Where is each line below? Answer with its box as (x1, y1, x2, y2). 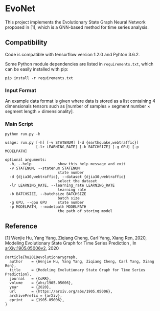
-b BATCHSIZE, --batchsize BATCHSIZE (9, 192, 87, 197)
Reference (5, 222, 38, 230)
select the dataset (57, 179, 97, 184)
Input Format (5, 87, 37, 93)
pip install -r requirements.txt (5, 75, 73, 81)
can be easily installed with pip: (5, 66, 69, 72)
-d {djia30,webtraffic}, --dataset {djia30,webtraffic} (9, 175, 126, 179)
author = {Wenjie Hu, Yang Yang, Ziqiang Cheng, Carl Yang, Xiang (9, 259, 154, 264)
